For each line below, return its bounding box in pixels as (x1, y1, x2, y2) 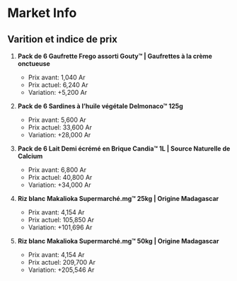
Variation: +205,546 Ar (28, 265, 95, 274)
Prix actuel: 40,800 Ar (28, 173, 93, 181)
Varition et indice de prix (7, 33, 118, 45)
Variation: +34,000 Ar (28, 180, 92, 189)
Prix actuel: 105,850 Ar (28, 216, 94, 224)
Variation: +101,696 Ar (28, 223, 93, 231)
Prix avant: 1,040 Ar (28, 73, 86, 81)
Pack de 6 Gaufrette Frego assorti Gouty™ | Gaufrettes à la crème (17, 52, 212, 60)
